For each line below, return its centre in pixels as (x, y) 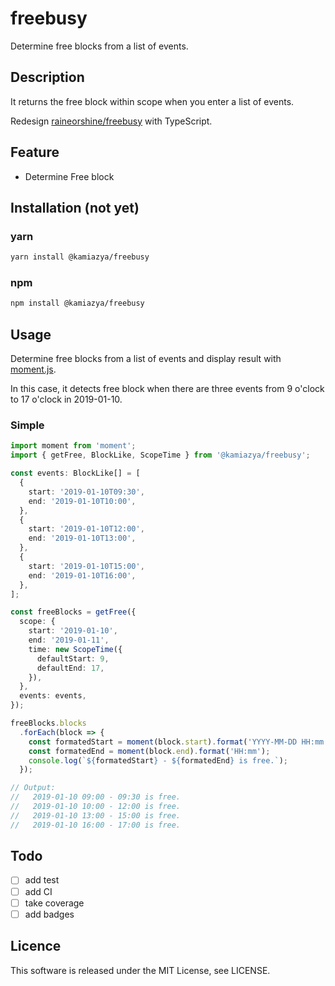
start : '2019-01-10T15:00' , (86, 566)
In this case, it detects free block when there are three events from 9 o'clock (167, 389)
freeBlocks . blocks (48, 723)
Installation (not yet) (75, 207)
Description (47, 77)
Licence (36, 946)
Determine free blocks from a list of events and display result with (146, 359)
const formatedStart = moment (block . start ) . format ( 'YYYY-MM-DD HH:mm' (178, 742)
